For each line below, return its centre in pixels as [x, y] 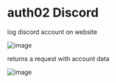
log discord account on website [52, 32]
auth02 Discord [53, 13]
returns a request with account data [58, 58]
